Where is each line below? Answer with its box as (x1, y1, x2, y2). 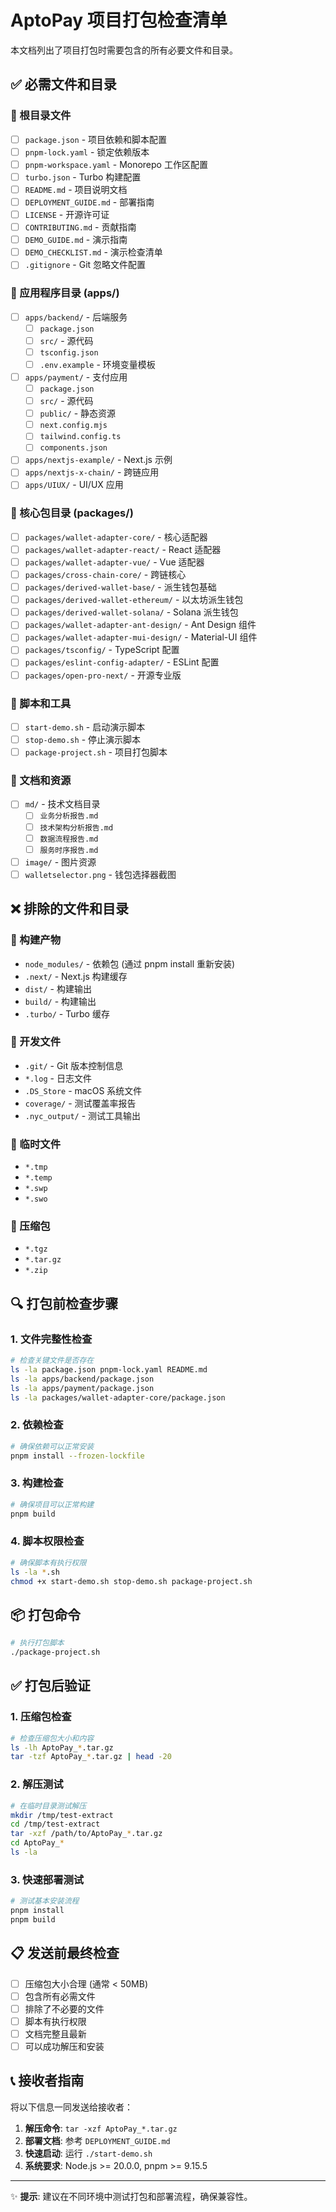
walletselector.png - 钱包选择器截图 (24, 868, 177, 880)
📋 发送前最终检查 (10, 1945, 120, 1962)
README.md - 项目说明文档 (24, 183, 128, 195)
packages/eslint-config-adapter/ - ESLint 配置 (24, 656, 220, 668)
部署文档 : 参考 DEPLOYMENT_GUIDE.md (24, 2134, 171, 2146)
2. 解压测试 (10, 1777, 64, 1791)
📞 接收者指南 (10, 2072, 85, 2090)
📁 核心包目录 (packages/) (10, 506, 134, 520)
